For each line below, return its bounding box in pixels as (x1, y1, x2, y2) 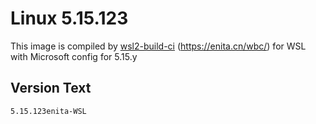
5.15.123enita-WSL (10, 106, 87, 116)
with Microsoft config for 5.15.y (10, 50, 138, 62)
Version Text (10, 80, 92, 97)
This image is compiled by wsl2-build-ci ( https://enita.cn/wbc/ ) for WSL (10, 40, 307, 52)
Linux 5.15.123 (10, 7, 129, 30)
